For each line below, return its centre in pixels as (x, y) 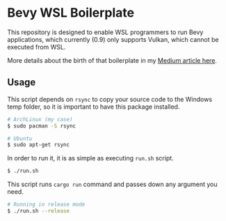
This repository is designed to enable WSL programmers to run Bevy (105, 32)
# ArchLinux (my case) (40, 119)
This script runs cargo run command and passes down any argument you (112, 184)
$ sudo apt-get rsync (39, 145)
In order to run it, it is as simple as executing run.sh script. (90, 158)
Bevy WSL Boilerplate (71, 13)
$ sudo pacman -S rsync (42, 126)
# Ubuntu (20, 138)
